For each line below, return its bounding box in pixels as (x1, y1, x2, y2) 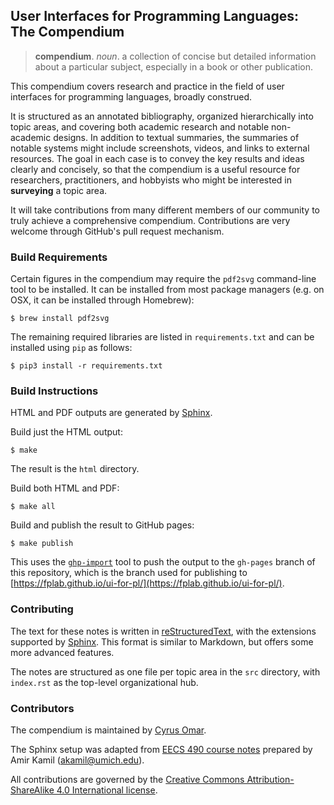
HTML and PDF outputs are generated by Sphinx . (10, 407, 213, 419)
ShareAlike (10, 784, 55, 796)
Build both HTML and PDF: (10, 482, 120, 494)
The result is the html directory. (10, 463, 140, 475)
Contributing (10, 602, 74, 616)
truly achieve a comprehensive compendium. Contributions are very (10, 214, 291, 226)
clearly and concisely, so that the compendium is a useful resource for (10, 163, 301, 175)
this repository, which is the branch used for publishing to (10, 567, 248, 579)
